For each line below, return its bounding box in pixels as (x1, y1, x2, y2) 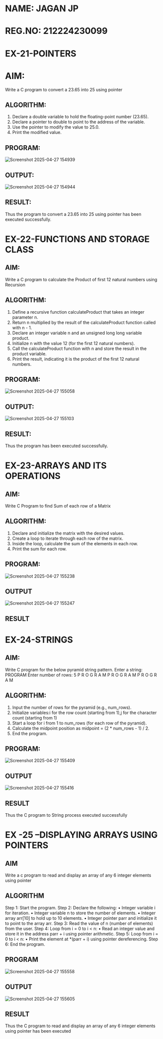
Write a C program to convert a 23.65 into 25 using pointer (5, 86, 123, 92)
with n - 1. (12, 324, 32, 330)
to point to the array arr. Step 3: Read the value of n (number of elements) (5, 920, 153, 926)
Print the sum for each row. (12, 546, 67, 552)
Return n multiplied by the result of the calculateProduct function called (12, 320, 156, 325)
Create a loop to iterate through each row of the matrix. (12, 535, 123, 541)
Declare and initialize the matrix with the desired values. (12, 530, 125, 536)
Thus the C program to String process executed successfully (5, 812, 128, 818)
